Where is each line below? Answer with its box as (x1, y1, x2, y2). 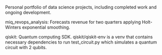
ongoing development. (5, 9, 51, 15)
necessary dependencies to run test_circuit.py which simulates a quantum (5, 39, 158, 45)
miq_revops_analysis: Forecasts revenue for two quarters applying (5, 19, 141, 25)
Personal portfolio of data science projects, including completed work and (5, 4, 157, 10)
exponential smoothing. (22, 24, 71, 30)
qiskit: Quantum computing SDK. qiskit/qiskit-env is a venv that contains (5, 34, 153, 40)
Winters (5, 24, 21, 30)
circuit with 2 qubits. (5, 45, 47, 50)
